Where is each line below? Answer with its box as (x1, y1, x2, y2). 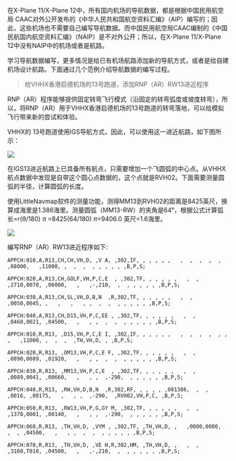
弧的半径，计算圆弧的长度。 (7, 182, 88, 190)
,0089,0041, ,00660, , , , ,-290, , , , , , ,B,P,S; (7, 374, 184, 381)
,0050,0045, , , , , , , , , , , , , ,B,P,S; (7, 300, 171, 307)
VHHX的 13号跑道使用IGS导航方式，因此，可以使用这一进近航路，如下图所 (7, 127, 222, 136)
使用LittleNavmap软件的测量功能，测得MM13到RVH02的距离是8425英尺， (7, 197, 222, 206)
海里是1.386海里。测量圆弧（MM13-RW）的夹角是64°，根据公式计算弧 (19, 206, 224, 214)
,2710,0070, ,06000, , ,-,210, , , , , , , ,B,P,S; (7, 282, 181, 289)
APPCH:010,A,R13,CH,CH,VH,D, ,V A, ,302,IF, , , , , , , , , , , (7, 257, 221, 264)
